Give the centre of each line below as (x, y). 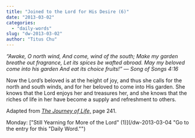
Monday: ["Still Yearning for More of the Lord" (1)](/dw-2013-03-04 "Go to (97, 122)
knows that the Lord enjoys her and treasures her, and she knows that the (97, 93)
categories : (21, 23)
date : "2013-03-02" (30, 17)
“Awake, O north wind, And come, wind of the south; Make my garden (92, 56)
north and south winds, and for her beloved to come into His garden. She (96, 87)
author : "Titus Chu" (32, 39)
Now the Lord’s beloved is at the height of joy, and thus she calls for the (94, 80)
